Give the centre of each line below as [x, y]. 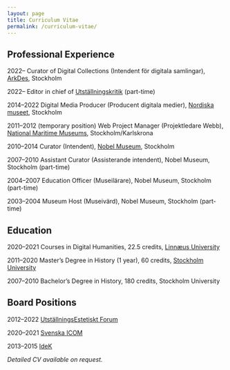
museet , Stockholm [35, 113]
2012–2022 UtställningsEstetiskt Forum [63, 319]
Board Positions [42, 303]
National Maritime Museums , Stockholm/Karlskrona [80, 133]
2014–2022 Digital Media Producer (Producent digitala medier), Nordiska [111, 105]
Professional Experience [61, 54]
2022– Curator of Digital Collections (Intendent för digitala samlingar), [106, 71]
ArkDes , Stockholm [35, 78]
